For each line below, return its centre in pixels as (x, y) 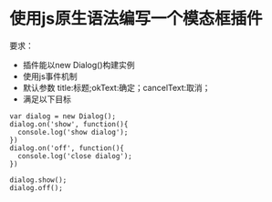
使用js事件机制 (50, 76)
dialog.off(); (37, 187)
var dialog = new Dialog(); (63, 116)
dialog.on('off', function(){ (67, 148)
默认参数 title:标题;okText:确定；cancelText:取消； (116, 87)
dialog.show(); (38, 180)
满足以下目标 (47, 99)
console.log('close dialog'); (75, 156)
